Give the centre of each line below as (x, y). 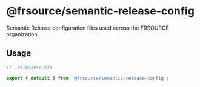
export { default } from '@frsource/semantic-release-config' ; (88, 78)
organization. (23, 34)
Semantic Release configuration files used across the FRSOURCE (88, 28)
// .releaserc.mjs (29, 67)
